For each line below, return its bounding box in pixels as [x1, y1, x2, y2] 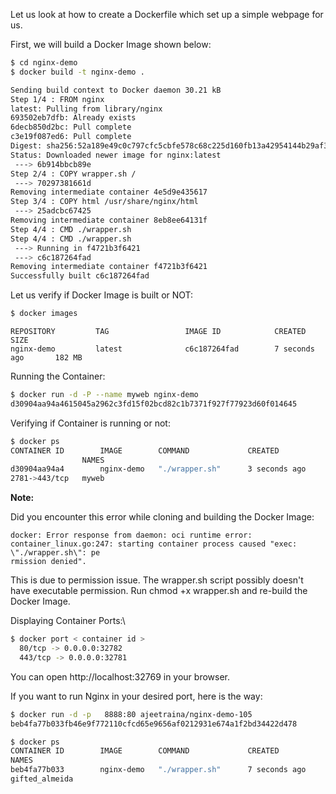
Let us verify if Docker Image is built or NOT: [10, 289, 194, 301]
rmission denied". [10, 557, 87, 567]
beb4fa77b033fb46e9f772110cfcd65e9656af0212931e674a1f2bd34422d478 [10, 719, 298, 729]
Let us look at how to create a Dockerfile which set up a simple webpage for [10, 9, 324, 20]
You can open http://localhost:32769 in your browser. [10, 670, 231, 683]
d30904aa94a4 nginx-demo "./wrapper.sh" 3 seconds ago [10, 464, 307, 474]
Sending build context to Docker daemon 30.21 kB [10, 85, 222, 95]
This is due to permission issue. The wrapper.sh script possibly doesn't [10, 574, 304, 586]
